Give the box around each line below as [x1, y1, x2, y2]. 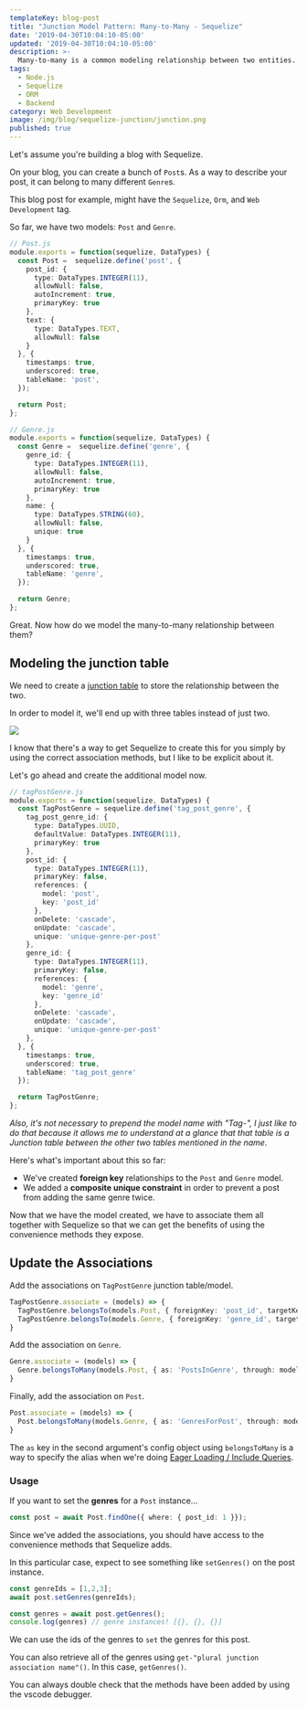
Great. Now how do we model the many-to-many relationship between [9, 619, 275, 631]
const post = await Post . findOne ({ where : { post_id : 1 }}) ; [9, 1513, 248, 1522]
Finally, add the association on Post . [9, 1391, 144, 1401]
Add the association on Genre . [9, 1340, 122, 1351]
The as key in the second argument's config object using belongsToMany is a [9, 1441, 294, 1453]
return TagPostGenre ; [17, 1093, 101, 1102]
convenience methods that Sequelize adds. [9, 1539, 173, 1550]
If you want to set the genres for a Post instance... [9, 1495, 198, 1506]
